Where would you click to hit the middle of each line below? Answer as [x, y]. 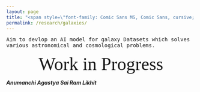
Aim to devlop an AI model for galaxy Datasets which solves [98, 40]
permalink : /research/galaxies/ [47, 23]
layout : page [23, 12]
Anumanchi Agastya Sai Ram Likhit [52, 83]
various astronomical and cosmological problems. [81, 46]
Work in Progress [101, 64]
